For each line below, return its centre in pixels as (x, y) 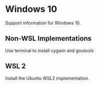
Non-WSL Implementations (48, 39)
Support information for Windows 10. (43, 23)
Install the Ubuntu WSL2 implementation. (47, 78)
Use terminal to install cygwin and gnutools (49, 50)
